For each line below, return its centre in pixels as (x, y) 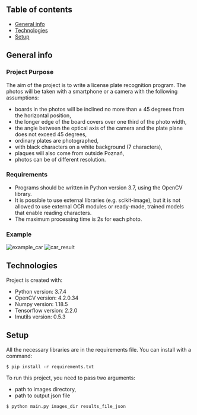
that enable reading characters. (53, 213)
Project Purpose (30, 72)
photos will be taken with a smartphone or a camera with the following (92, 91)
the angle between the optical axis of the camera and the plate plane (99, 128)
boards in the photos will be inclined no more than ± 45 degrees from (99, 109)
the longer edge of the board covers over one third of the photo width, (101, 121)
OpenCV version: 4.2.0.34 (47, 298)
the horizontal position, (43, 115)
